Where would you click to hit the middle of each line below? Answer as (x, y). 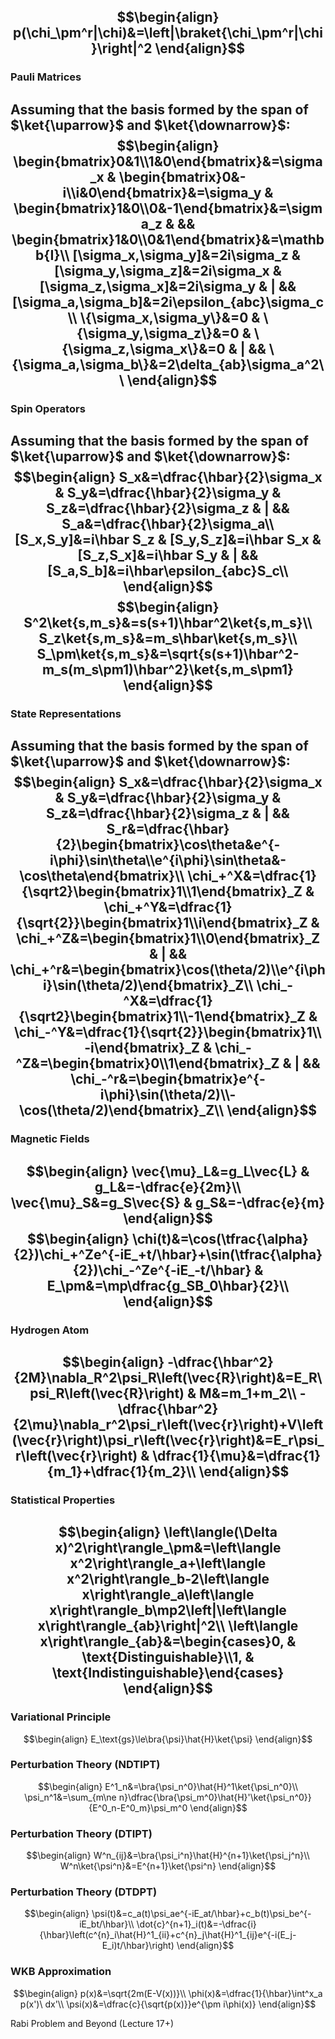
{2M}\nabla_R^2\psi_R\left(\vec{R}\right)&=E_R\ (168, 1377)
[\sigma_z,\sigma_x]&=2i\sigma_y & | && (168, 286)
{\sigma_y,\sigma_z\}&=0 (158, 333)
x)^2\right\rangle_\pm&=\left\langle (168, 1548)
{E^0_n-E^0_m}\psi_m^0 (138, 1807)
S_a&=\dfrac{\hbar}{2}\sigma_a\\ (168, 524)
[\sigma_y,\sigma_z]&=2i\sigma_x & (168, 270)
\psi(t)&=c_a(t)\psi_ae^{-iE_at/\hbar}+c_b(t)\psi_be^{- (201, 1914)
